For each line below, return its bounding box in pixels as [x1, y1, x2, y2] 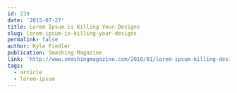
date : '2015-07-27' [7, 17, 65, 24]
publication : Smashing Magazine [7, 50, 102, 57]
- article [13, 69, 42, 76]
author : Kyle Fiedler [7, 43, 71, 50]
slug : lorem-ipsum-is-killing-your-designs [7, 29, 138, 37]
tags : [7, 62, 23, 69]
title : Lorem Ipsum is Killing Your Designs [7, 23, 140, 30]
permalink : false [7, 36, 59, 43]
